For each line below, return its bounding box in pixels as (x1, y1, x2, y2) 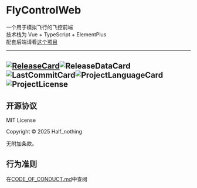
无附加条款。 (6, 140, 37, 147)
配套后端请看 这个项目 (6, 38, 57, 45)
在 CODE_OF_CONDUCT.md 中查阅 (6, 175, 88, 182)
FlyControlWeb (6, 4, 81, 17)
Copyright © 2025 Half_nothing (6, 128, 83, 135)
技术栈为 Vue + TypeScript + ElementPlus (6, 30, 107, 38)
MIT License (6, 117, 36, 124)
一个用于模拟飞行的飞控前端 (6, 23, 73, 30)
